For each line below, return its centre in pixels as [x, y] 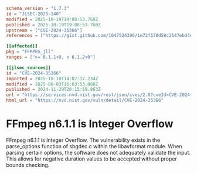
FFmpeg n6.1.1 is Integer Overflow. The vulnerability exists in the [83, 140]
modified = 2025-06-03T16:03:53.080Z [52, 84]
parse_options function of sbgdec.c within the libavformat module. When [94, 146]
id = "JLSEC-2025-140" [34, 14]
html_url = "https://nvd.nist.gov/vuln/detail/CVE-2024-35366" [85, 100]
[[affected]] [22, 46]
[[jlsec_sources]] [28, 67]
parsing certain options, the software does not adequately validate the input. [98, 152]
